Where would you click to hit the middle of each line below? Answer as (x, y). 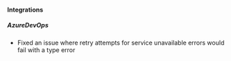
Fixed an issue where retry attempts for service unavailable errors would (121, 42)
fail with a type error (46, 50)
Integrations (25, 10)
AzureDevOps (28, 25)
